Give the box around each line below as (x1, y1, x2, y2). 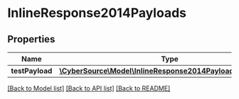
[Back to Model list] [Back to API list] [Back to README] (7, 84, 171, 93)
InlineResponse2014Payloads (7, 5, 187, 21)
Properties (7, 33, 55, 45)
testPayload (11, 66, 53, 76)
